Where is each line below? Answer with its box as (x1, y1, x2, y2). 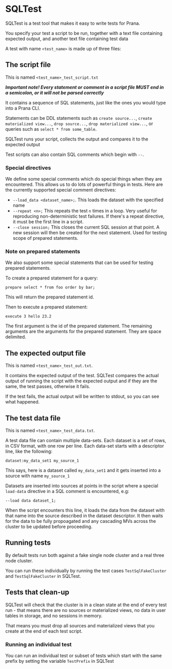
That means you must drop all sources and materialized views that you (5, 622, 155, 628)
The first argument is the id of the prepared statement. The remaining (5, 323, 152, 329)
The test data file (5, 414, 61, 422)
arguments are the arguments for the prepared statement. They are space (5, 328, 162, 334)
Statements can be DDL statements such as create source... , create (5, 115, 152, 121)
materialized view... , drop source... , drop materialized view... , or (5, 120, 154, 127)
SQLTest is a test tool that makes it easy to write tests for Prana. (5, 20, 140, 26)
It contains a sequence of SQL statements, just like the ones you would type (5, 99, 166, 105)
